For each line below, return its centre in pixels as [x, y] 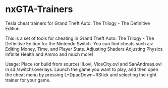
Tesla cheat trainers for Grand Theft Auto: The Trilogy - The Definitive [78, 23]
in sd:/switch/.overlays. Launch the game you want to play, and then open [82, 69]
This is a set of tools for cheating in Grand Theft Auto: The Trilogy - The [80, 38]
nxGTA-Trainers [39, 9]
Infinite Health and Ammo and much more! [49, 54]
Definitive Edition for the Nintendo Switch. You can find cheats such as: [79, 43]
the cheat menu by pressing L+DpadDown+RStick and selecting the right [81, 74]
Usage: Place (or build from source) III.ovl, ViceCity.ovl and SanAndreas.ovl [83, 64]
